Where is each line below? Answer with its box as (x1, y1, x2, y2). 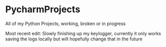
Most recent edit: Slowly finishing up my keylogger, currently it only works (5, 30, 161, 36)
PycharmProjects (5, 4, 81, 15)
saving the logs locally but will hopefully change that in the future (5, 36, 143, 42)
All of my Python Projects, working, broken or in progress (5, 20, 126, 27)
